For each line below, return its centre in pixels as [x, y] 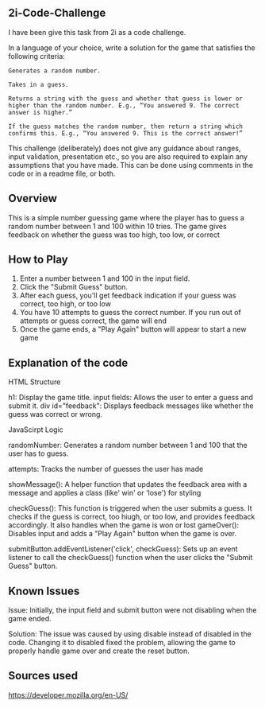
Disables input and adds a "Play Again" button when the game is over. [122, 534]
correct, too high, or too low [65, 304]
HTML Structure [35, 382]
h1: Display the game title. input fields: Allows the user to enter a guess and [131, 398]
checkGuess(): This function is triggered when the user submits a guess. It [130, 508]
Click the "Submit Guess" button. [74, 287]
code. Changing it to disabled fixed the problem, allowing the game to [122, 643]
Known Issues [44, 591]
